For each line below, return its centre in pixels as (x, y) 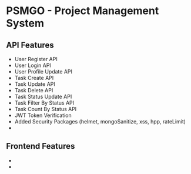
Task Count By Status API (46, 109)
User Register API (36, 59)
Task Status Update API (43, 96)
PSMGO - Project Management (83, 11)
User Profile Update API (43, 71)
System (25, 23)
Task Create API (34, 78)
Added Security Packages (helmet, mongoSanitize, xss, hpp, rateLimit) (100, 121)
